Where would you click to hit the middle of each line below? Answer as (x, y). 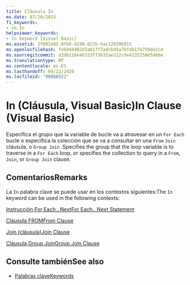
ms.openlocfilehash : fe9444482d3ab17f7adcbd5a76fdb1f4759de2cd (85, 50)
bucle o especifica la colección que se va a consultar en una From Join (91, 140)
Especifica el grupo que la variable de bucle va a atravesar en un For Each (95, 135)
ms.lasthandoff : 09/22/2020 (40, 71)
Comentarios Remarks (47, 178)
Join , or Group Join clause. (39, 159)
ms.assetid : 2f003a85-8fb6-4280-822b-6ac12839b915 (69, 44)
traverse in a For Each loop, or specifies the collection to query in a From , (93, 153)
